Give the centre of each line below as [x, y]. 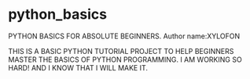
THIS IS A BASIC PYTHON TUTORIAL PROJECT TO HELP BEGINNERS [121, 51]
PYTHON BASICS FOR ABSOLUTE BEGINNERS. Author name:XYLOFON [124, 36]
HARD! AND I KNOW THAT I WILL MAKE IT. [78, 67]
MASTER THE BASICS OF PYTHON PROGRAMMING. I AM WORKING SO [125, 59]
